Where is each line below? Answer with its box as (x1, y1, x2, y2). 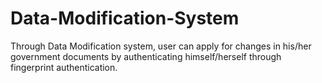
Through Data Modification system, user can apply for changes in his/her (10, 40, 312, 52)
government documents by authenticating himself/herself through (10, 50, 282, 62)
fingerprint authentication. (10, 61, 118, 73)
